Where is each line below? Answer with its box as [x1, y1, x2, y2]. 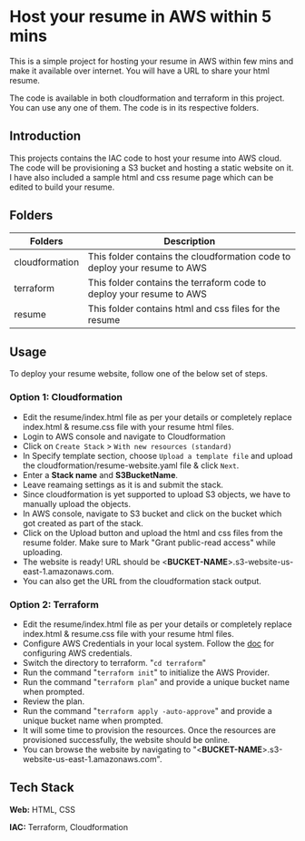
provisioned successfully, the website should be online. [22, 734, 231, 745]
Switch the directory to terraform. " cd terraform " [22, 657, 207, 668]
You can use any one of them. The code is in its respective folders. [9, 102, 260, 112]
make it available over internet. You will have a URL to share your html [9, 65, 271, 76]
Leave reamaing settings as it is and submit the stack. [22, 479, 224, 490]
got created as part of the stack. [22, 517, 143, 528]
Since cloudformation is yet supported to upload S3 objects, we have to [22, 488, 290, 500]
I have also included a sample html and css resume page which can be [9, 171, 274, 182]
